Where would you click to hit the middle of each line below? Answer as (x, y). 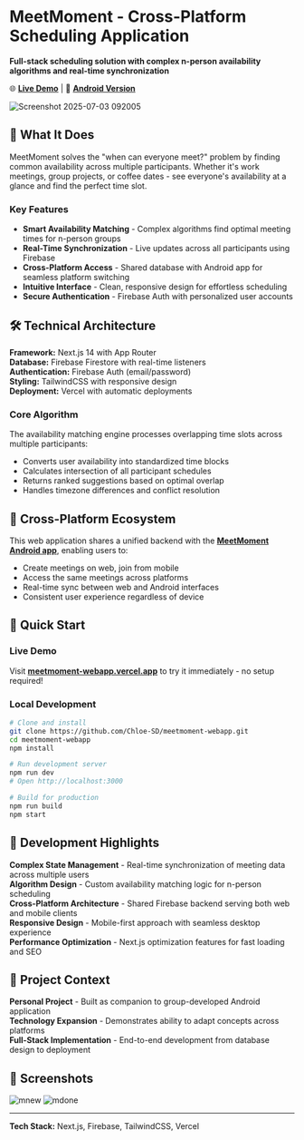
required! (26, 680)
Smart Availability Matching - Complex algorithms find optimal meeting (157, 229)
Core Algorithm (44, 414)
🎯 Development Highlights (85, 843)
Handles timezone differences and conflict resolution (121, 491)
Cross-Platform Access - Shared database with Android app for (142, 268)
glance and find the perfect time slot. (78, 185)
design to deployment (50, 1050)
